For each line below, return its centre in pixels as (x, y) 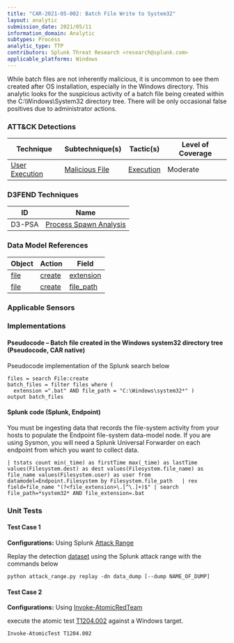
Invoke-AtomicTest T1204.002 (49, 634)
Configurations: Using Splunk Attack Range (71, 543)
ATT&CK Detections (42, 126)
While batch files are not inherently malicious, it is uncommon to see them (113, 79)
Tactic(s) (145, 149)
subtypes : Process (34, 40)
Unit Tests (25, 510)
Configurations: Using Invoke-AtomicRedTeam (75, 607)
